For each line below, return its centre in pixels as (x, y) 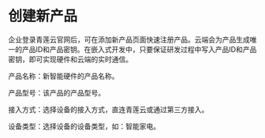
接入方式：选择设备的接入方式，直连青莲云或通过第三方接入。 (108, 109)
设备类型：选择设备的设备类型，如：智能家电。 (84, 126)
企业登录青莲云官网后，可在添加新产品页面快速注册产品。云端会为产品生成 (129, 39)
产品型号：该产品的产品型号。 (56, 92)
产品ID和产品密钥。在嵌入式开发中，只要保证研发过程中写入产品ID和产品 (139, 49)
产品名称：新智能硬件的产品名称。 (63, 76)
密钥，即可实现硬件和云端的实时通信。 (70, 59)
